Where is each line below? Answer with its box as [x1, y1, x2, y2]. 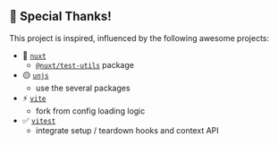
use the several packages [35, 82, 131, 93]
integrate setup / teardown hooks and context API [35, 124, 219, 135]
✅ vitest [21, 115, 56, 125]
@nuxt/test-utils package [35, 59, 134, 70]
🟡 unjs [21, 69, 49, 81]
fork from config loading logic [35, 105, 146, 116]
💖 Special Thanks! [9, 9, 112, 24]
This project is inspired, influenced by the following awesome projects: [9, 32, 270, 43]
